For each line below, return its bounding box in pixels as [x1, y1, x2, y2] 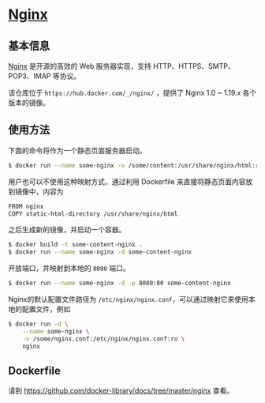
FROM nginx [8, 202, 44, 210]
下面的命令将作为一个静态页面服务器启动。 [8, 145, 147, 155]
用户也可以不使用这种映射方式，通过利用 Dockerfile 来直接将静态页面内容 [8, 176, 246, 186]
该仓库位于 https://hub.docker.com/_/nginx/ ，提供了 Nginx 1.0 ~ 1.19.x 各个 [8, 89, 257, 97]
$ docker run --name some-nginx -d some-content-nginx [8, 248, 192, 256]
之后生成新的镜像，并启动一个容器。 [8, 225, 126, 235]
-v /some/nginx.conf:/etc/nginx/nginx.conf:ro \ [22, 334, 185, 343]
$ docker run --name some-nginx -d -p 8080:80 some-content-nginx [8, 279, 231, 288]
